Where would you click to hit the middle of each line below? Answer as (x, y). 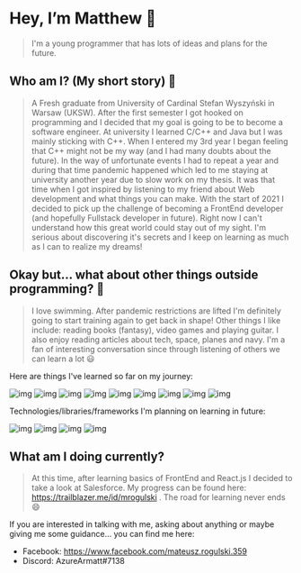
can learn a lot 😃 (63, 359)
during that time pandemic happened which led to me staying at (150, 169)
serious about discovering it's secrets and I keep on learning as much (160, 237)
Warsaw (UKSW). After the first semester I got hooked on (137, 113)
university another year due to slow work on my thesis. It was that (153, 179)
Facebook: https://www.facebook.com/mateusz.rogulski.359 (135, 551)
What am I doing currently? (87, 456)
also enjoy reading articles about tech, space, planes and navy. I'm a (158, 339)
